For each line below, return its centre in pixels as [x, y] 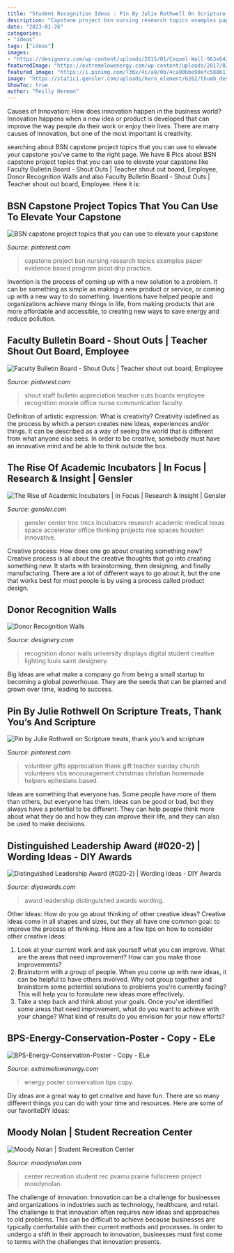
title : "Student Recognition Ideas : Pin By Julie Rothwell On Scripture [117, 14]
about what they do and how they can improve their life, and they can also [114, 817]
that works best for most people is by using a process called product [106, 580]
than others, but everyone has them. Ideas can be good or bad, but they [110, 802]
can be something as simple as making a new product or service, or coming [116, 289]
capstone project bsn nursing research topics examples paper [114, 260]
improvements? [39, 964]
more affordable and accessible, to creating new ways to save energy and [113, 311]
